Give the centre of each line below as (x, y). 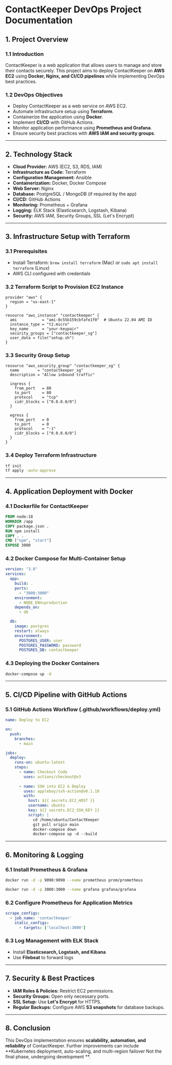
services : (16, 574)
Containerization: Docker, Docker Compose (59, 183)
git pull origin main (56, 825)
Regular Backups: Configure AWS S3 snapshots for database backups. (89, 1007)
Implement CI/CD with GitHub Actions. (53, 122)
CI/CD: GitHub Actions (36, 199)
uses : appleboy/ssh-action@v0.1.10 (62, 791)
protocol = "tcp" (36, 397)
